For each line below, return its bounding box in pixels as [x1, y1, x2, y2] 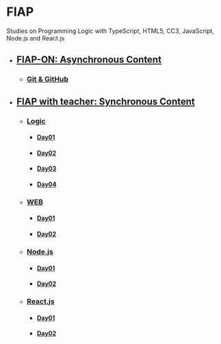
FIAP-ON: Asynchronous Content [16, 54, 162, 66]
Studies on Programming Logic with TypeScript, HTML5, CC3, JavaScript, [6, 27, 215, 35]
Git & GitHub [26, 75, 69, 84]
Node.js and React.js [6, 34, 65, 42]
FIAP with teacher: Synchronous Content [16, 95, 196, 107]
